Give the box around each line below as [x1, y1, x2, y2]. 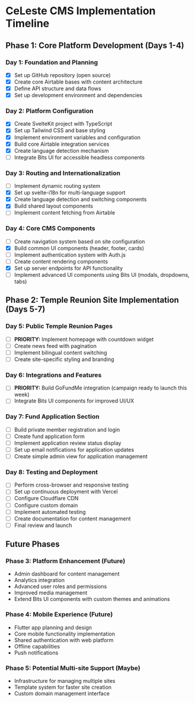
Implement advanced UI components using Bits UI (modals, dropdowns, [14, 271, 190, 279]
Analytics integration [14, 577, 65, 584]
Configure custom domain [14, 501, 78, 509]
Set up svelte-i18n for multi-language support [14, 189, 126, 196]
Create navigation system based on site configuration [14, 238, 145, 245]
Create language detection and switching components [14, 196, 147, 203]
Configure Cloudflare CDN [14, 495, 79, 502]
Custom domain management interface [14, 690, 110, 697]
